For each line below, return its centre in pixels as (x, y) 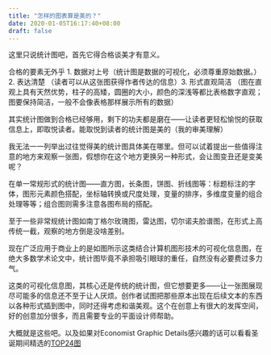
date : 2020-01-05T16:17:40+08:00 (65, 23)
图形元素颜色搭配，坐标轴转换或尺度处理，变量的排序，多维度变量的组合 (142, 194)
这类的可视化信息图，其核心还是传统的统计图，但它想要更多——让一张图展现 (135, 286)
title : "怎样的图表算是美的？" (55, 16)
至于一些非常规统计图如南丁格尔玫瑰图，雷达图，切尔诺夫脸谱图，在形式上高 (135, 221)
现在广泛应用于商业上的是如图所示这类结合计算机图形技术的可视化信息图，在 (135, 248)
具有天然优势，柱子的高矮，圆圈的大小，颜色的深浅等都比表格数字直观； (142, 92)
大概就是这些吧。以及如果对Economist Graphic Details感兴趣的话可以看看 (130, 333)
